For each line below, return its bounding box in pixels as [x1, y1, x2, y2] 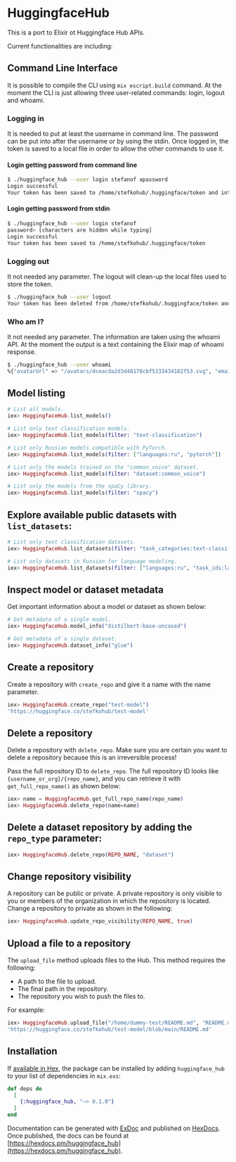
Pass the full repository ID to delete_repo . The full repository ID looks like [7, 767, 219, 776]
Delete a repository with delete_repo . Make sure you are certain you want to [7, 746, 228, 754]
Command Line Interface [7, 62, 118, 75]
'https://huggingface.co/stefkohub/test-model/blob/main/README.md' [7, 1026, 212, 1033]
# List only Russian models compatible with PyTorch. [7, 444, 169, 451]
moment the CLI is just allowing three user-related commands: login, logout [7, 88, 225, 96]
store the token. [7, 279, 53, 288]
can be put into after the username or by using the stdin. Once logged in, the [7, 137, 229, 146]
